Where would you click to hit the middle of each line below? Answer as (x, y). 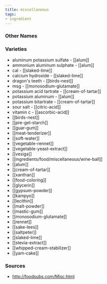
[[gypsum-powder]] (32, 190)
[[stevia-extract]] (29, 242)
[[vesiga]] (22, 154)
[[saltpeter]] (24, 232)
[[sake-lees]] (25, 227)
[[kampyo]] (23, 196)
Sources (15, 266)
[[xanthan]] (23, 174)
